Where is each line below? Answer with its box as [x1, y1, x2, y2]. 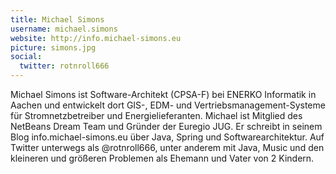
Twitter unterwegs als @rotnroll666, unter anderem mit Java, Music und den [10, 142, 325, 153]
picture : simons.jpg [10, 42, 97, 53]
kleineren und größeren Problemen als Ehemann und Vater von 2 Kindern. [10, 152, 315, 164]
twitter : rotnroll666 [19, 61, 110, 71]
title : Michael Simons [10, 14, 105, 25]
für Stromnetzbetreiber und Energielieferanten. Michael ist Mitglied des [10, 110, 303, 121]
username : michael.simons [10, 24, 118, 34]
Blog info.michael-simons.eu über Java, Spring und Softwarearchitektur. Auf [10, 131, 325, 143]
